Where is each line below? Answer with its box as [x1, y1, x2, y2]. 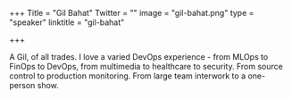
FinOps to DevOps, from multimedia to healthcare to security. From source [9, 62, 283, 71]
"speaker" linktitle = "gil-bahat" [9, 17, 125, 28]
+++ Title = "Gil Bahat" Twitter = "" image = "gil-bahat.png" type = [9, 8, 254, 18]
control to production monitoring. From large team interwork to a [9, 70, 246, 81]
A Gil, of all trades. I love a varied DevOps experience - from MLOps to [9, 52, 269, 62]
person [9, 80, 36, 90]
